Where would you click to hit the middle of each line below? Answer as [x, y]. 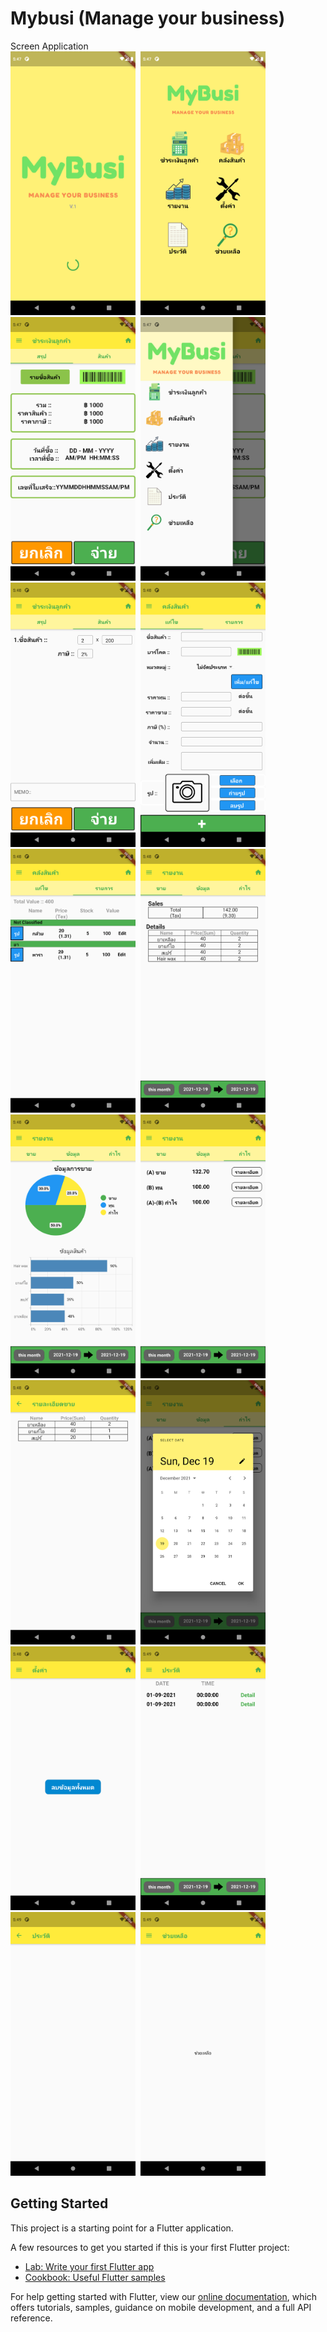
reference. [31, 2318]
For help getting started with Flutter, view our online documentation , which [164, 2296]
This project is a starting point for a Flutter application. [122, 2228]
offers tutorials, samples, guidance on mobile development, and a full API [161, 2307]
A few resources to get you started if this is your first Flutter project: [150, 2247]
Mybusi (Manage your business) [148, 18]
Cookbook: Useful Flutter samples [95, 2277]
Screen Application [49, 46]
